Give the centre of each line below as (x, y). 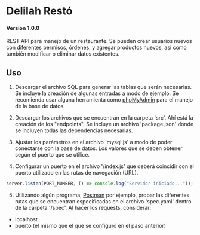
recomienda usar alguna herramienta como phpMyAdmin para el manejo (104, 100)
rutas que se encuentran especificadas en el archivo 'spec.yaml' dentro (103, 202)
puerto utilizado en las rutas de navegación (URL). (76, 173)
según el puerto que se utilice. (52, 155)
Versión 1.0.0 (23, 28)
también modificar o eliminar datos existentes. (63, 54)
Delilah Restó (39, 11)
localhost (26, 219)
